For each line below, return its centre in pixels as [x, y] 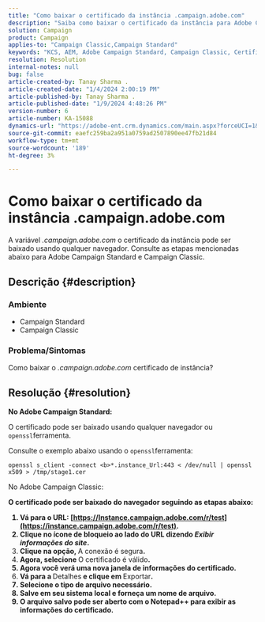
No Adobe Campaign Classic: [56, 487]
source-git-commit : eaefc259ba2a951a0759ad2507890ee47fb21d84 [112, 133]
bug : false [26, 74]
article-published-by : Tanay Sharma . [72, 97]
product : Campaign [38, 38]
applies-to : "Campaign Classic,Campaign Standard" [93, 45]
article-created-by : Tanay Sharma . [68, 82]
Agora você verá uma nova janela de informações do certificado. [128, 567]
